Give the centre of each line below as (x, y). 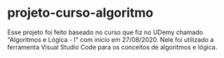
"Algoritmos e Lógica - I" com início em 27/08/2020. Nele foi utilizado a (111, 39)
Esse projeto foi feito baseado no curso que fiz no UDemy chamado (105, 32)
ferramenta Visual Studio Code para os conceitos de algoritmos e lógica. (112, 47)
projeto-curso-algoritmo (80, 13)
